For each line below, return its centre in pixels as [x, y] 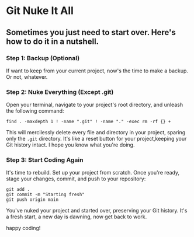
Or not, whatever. [27, 76]
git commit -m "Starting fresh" [45, 195]
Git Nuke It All [40, 11]
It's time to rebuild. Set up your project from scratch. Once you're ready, [93, 173]
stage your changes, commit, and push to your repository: [76, 179]
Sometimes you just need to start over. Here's [91, 32]
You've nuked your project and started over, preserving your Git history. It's [97, 211]
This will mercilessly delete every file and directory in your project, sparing [96, 133]
